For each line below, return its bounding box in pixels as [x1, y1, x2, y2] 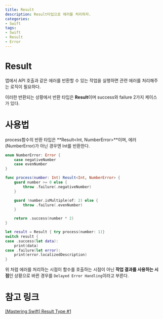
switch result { [5, 234, 39, 239]
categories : [5, 16, 30, 21]
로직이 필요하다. [10, 83, 41, 89]
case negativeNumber [14, 157, 56, 162]
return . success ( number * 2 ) [14, 216, 74, 221]
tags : [5, 26, 16, 31]
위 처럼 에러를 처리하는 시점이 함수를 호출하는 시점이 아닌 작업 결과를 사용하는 [5, 267, 154, 273]
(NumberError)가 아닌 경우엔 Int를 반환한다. [5, 142, 90, 148]
